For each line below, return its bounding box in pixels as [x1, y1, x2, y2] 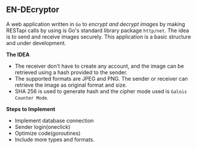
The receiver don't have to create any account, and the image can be [14, 62, 184, 69]
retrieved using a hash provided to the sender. [14, 68, 128, 76]
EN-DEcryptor [6, 5, 59, 15]
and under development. [6, 39, 66, 46]
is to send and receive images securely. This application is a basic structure [6, 33, 191, 40]
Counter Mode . [14, 94, 49, 101]
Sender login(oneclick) [14, 123, 71, 130]
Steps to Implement [6, 105, 55, 112]
